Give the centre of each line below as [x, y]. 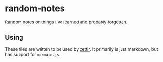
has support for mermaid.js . [33, 54]
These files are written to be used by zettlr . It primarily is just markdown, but [81, 49]
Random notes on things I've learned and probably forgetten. [66, 22]
